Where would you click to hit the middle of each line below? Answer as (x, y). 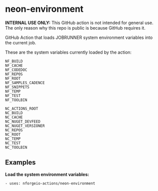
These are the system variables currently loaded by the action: (68, 52)
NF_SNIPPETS (17, 87)
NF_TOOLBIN (16, 100)
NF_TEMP (13, 91)
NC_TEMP (13, 139)
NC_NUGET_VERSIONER (25, 126)
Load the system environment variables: (47, 174)
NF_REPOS (14, 74)
